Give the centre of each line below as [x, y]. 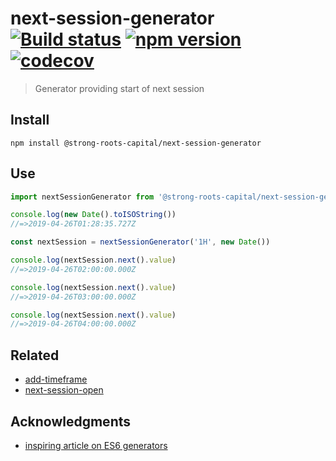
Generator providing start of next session [119, 88]
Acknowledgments [71, 421]
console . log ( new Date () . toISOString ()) [93, 215]
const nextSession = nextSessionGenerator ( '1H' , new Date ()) [140, 242]
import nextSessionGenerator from [82, 197]
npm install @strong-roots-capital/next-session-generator [136, 143]
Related [35, 355]
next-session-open [64, 390]
